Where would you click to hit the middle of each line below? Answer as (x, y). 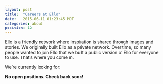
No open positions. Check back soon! (44, 77)
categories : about (24, 23)
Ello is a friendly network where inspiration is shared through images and (79, 42)
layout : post (19, 10)
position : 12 (19, 28)
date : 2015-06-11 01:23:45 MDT (40, 19)
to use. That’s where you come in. (40, 57)
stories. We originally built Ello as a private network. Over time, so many (78, 47)
